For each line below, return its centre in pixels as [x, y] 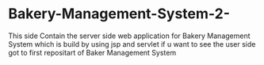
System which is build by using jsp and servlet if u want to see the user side [132, 44]
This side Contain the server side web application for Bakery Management [130, 36]
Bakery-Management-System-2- [119, 14]
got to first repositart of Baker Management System [92, 52]
